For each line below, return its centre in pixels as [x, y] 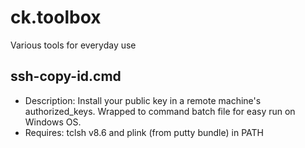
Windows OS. [53, 122]
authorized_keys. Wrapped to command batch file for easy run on [160, 111]
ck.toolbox [56, 17]
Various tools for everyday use [73, 45]
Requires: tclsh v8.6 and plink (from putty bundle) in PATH [144, 132]
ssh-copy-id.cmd [66, 76]
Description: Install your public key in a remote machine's [143, 100]
